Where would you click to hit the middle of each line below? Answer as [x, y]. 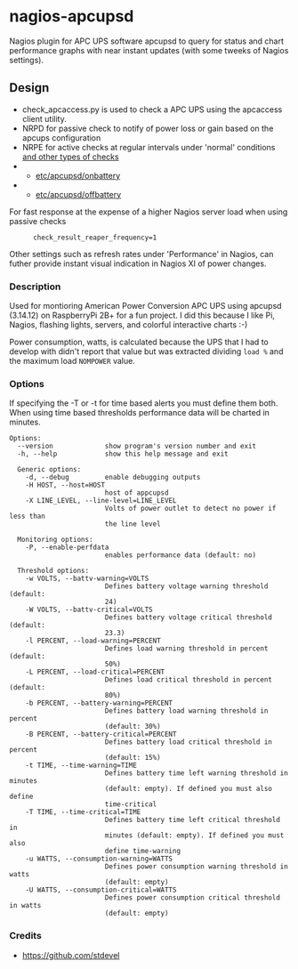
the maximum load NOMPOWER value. [72, 361]
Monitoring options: [55, 540]
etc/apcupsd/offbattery [78, 194]
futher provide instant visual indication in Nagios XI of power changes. [138, 263]
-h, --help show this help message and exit [123, 454]
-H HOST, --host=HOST [65, 485]
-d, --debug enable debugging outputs [113, 478]
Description [35, 287]
